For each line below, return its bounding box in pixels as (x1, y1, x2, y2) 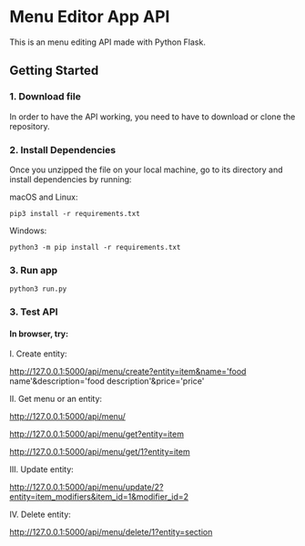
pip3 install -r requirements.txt (9, 209, 141, 218)
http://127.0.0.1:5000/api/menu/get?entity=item (9, 428, 185, 439)
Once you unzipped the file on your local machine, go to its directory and (9, 164, 284, 175)
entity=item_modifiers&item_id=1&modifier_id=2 (9, 491, 189, 502)
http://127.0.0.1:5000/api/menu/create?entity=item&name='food (9, 366, 247, 377)
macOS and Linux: (9, 191, 78, 202)
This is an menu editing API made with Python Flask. (9, 36, 207, 47)
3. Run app (9, 263, 58, 276)
